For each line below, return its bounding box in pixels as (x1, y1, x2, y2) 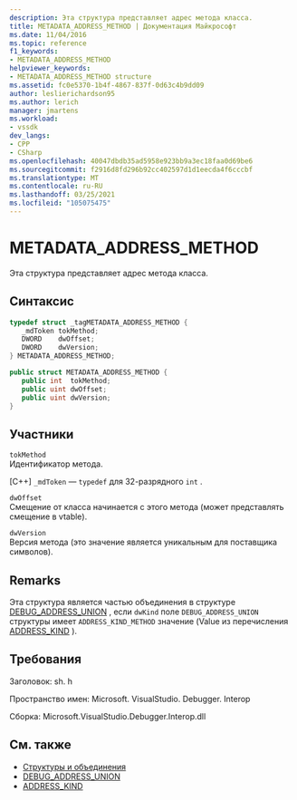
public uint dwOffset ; (21, 384, 107, 394)
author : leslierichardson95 (9, 89, 116, 98)
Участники (9, 427, 74, 442)
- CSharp (9, 148, 43, 157)
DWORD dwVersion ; (21, 343, 100, 352)
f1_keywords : (9, 47, 59, 56)
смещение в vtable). (9, 511, 88, 522)
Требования (9, 651, 81, 667)
